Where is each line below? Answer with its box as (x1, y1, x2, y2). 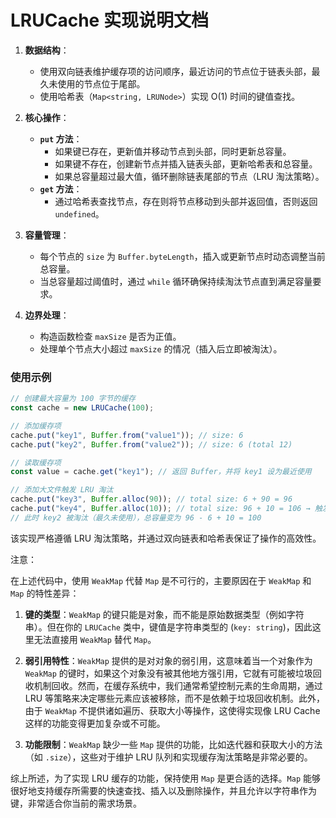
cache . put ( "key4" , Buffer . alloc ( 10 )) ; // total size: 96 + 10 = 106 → (10, 504, 311, 514)
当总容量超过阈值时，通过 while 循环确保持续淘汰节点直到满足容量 (39, 275, 313, 287)
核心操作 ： (24, 111, 70, 123)
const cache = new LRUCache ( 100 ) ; (10, 403, 155, 413)
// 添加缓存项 (10, 421, 62, 431)
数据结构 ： (24, 44, 70, 56)
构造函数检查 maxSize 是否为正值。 (39, 330, 182, 342)
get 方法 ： (39, 182, 83, 195)
